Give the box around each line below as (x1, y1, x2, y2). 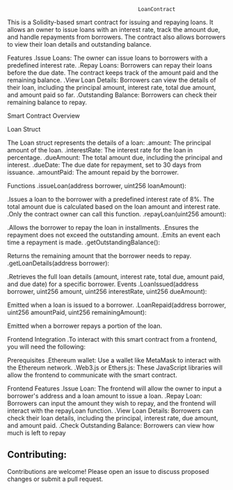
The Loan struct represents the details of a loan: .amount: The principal (7, 139, 211, 147)
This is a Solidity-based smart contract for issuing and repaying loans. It (7, 18, 214, 26)
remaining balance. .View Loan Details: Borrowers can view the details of (7, 76, 217, 84)
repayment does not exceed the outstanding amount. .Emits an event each (7, 231, 220, 239)
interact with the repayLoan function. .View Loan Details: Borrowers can (7, 406, 214, 415)
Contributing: (7, 449, 67, 461)
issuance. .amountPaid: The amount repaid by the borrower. (7, 168, 179, 176)
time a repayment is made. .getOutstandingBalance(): (7, 238, 161, 246)
